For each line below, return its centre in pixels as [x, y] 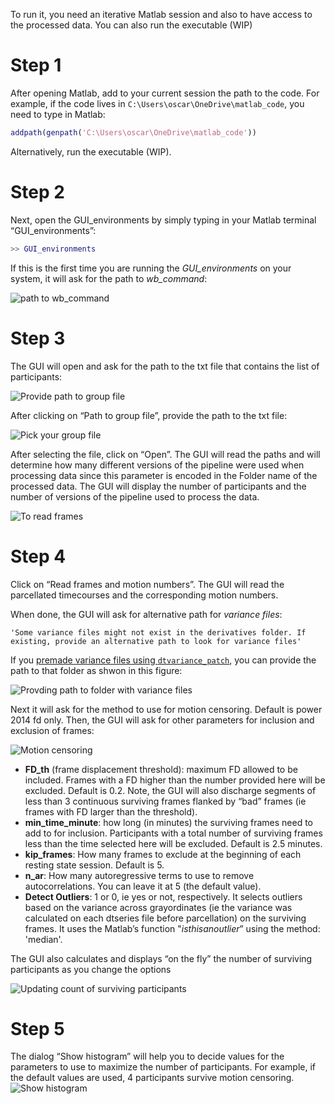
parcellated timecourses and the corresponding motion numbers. [144, 595]
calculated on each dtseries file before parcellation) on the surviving [165, 918]
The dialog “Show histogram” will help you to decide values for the [147, 1056]
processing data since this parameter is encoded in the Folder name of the [164, 475]
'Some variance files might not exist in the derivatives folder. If [158, 632]
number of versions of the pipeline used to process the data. [135, 496]
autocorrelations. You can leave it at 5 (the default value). [143, 886]
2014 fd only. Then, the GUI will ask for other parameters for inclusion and [162, 720]
